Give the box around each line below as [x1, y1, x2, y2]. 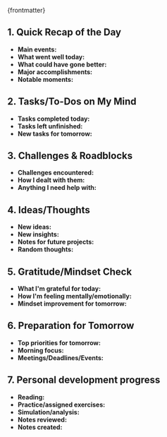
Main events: [17, 45, 57, 54]
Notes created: [17, 423, 63, 431]
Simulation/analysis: [17, 407, 80, 416]
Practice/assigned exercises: [17, 400, 106, 409]
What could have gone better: [17, 60, 107, 68]
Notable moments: [17, 75, 74, 83]
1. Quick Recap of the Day [7, 26, 122, 38]
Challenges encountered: [17, 169, 94, 177]
